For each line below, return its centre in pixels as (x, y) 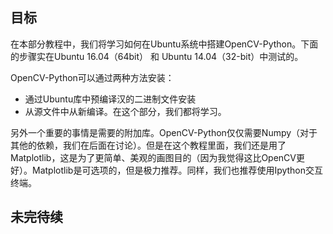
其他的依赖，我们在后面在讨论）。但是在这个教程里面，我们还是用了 (148, 145)
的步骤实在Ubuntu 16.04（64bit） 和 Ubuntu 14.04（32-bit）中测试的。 (157, 56)
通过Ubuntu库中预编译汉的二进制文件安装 (110, 99)
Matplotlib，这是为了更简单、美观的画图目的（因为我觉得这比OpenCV (153, 157)
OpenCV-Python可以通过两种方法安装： (92, 77)
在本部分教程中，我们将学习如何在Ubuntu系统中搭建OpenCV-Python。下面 (164, 44)
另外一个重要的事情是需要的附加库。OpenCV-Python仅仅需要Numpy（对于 (164, 132)
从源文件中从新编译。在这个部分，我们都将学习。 (125, 111)
